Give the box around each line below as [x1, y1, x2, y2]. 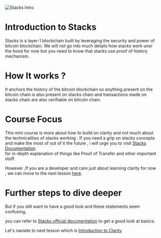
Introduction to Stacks [5, 22, 97, 33]
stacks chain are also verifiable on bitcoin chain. [5, 96, 101, 102]
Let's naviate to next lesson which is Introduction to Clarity [5, 227, 122, 233]
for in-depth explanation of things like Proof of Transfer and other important [5, 150, 157, 156]
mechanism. [5, 53, 30, 59]
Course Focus [5, 114, 63, 125]
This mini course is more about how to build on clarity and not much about [5, 129, 154, 136]
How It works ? [5, 71, 66, 81]
